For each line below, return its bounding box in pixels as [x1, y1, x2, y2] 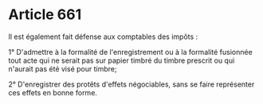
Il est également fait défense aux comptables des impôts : [8, 32, 198, 41]
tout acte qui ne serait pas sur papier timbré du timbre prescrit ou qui [8, 56, 235, 65]
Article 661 [8, 6, 82, 24]
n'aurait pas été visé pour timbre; [8, 64, 117, 73]
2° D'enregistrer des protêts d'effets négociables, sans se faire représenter [8, 79, 255, 89]
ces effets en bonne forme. [8, 87, 98, 97]
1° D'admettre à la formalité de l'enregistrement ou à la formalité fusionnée [8, 47, 253, 56]
